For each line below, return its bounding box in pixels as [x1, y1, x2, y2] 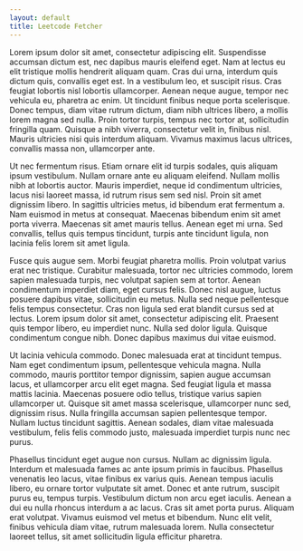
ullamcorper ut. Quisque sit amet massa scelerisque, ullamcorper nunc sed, [9, 398, 291, 409]
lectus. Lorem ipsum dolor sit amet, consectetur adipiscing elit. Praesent [9, 313, 279, 324]
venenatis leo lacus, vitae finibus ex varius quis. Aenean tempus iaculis [9, 473, 274, 484]
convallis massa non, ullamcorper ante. [9, 142, 156, 154]
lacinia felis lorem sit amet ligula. [9, 237, 131, 248]
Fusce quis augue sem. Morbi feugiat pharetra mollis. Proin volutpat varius [9, 255, 287, 266]
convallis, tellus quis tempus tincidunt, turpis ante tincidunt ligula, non [9, 227, 269, 238]
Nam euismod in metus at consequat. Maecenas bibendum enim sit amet [9, 208, 281, 219]
